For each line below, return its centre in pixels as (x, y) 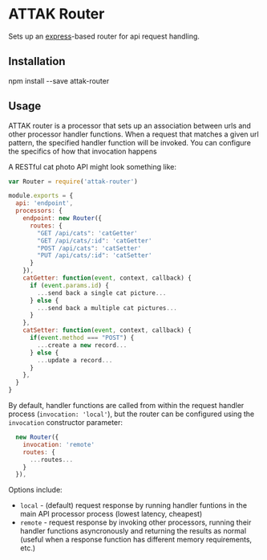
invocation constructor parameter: (65, 423)
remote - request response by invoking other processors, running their (136, 522)
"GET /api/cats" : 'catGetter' (87, 233)
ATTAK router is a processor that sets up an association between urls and (129, 125)
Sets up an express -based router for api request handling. (104, 36)
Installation (37, 61)
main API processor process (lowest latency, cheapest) (111, 514)
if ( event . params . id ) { (69, 285)
